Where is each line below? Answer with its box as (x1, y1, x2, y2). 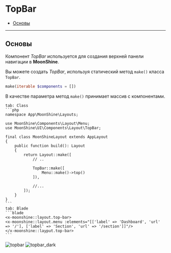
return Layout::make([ (23, 152, 72, 157)
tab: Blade (5, 205, 28, 211)
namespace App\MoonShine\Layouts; (5, 112, 79, 117)
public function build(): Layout (14, 143, 85, 148)
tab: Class (5, 103, 28, 108)
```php (5, 107, 19, 112)
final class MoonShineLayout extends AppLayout (5, 134, 108, 140)
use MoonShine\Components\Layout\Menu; (5, 121, 90, 126)
